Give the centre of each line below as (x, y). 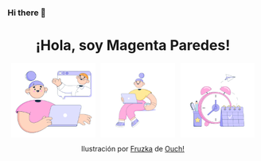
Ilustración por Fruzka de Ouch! (133, 148)
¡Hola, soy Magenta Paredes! (133, 46)
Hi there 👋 (27, 13)
